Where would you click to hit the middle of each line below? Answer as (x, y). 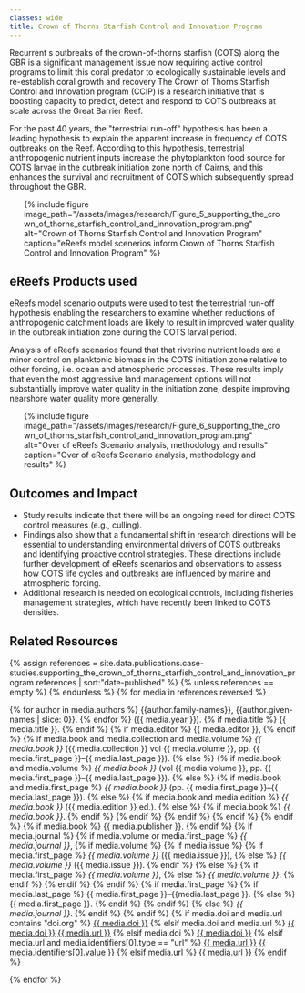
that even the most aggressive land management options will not (131, 379)
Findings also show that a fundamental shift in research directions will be (159, 535)
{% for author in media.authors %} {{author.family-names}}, (122, 709)
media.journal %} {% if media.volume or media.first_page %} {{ (128, 835)
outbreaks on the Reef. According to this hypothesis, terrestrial (127, 148)
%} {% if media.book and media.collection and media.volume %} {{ (136, 738)
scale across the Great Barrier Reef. (76, 110)
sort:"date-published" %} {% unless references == (179, 682)
